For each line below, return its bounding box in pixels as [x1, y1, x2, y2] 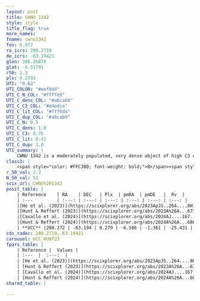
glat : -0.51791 [6, 64, 44, 70]
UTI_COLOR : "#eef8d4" [6, 86, 60, 92]
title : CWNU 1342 [6, 14, 49, 20]
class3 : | [6, 159, 31, 165]
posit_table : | [6, 186, 44, 192]
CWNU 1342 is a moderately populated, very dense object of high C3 [17, 153, 190, 159]
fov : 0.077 [6, 42, 33, 48]
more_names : [6, 31, 36, 37]
